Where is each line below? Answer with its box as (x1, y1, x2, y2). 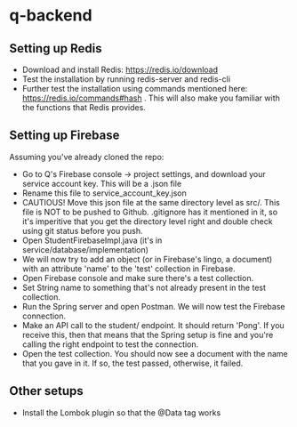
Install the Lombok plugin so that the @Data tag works (21, 407, 221, 418)
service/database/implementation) (21, 244, 149, 254)
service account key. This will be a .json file (21, 178, 182, 189)
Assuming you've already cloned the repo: (9, 151, 165, 162)
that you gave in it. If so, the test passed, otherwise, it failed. (21, 358, 244, 368)
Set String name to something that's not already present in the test (21, 282, 267, 293)
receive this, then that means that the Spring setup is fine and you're (21, 329, 274, 340)
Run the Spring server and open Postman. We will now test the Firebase (21, 301, 285, 311)
